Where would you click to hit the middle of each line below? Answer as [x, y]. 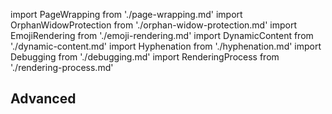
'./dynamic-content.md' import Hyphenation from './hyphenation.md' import [166, 46]
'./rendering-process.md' [62, 67]
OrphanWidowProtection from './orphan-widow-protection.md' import [154, 25]
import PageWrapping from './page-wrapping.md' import [126, 14]
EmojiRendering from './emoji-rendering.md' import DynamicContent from [162, 35]
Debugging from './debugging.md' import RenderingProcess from [145, 57]
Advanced [43, 99]
